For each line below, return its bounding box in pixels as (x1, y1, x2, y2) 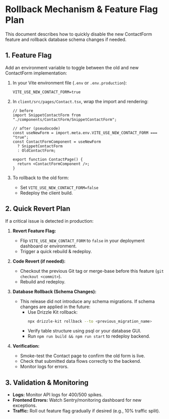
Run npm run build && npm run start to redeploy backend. (27, 333, 150, 340)
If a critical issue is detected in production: (5, 218, 94, 224)
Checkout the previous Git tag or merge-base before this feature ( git (20, 268, 164, 274)
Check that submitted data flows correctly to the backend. (20, 358, 141, 364)
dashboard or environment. (20, 243, 77, 249)
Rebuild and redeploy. (20, 278, 66, 284)
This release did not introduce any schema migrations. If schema (20, 298, 155, 304)
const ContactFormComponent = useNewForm (12, 139, 101, 144)
